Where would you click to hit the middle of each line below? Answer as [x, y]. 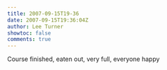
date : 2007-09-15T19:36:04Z [48, 20]
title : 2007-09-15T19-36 [43, 14]
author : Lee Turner [35, 26]
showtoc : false [29, 33]
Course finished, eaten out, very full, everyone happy [83, 59]
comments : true [29, 40]
